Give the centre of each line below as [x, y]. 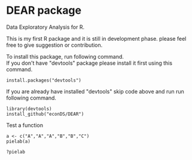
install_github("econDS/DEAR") [45, 114]
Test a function [25, 125]
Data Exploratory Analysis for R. [45, 27]
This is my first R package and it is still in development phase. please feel [96, 38]
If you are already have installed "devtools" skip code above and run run [95, 91]
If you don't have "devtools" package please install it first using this [89, 63]
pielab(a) [19, 141]
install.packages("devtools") [44, 80]
